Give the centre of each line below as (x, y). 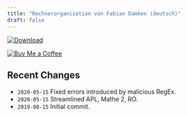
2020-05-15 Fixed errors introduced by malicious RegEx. (97, 92)
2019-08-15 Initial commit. (53, 107)
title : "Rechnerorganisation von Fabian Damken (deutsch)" (94, 14)
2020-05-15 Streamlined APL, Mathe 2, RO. (78, 99)
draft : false (26, 20)
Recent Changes (44, 75)
